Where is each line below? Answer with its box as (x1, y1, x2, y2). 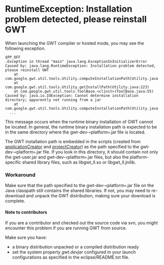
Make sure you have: (5, 235, 47, 241)
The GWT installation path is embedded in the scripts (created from (5, 138, 141, 144)
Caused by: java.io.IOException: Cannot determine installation (5, 93, 139, 98)
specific (5, 159, 21, 165)
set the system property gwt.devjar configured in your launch (12, 249, 136, 255)
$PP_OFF (5, 55, 21, 59)
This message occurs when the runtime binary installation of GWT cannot (5, 118, 153, 125)
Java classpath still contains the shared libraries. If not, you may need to (5, 188, 150, 193)
